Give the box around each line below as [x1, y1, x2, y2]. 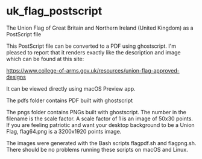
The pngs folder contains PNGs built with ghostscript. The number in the [6, 108, 187, 115]
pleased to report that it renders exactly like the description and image [6, 48, 181, 56]
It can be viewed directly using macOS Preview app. [6, 85, 136, 92]
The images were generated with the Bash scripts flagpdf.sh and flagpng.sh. [6, 139, 197, 146]
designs [6, 73, 26, 80]
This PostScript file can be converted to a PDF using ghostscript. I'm [6, 42, 177, 50]
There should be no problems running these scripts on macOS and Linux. [6, 146, 188, 153]
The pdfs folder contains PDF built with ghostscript [6, 97, 133, 104]
